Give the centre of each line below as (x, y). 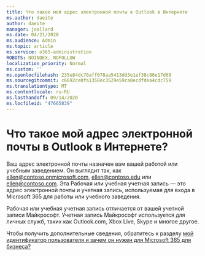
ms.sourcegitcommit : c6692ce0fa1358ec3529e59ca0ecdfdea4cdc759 (89, 80)
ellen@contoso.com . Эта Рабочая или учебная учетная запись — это (96, 183)
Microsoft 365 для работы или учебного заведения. (74, 196)
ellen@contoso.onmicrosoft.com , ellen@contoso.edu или (79, 177)
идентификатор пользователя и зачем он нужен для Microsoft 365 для (99, 239)
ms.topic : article (30, 47)
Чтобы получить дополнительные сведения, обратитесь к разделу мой (100, 233)
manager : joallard (30, 29)
